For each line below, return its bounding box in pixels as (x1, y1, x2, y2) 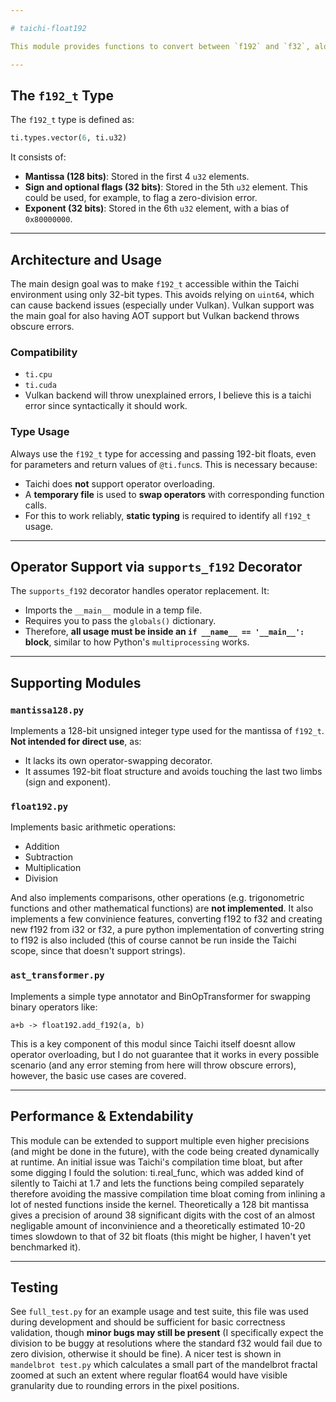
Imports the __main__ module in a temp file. (24, 604, 203, 616)
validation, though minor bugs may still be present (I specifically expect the (10, 1327, 324, 1339)
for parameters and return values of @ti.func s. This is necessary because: (10, 458, 318, 470)
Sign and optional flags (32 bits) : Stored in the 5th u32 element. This (24, 181, 308, 193)
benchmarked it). (10, 1241, 82, 1253)
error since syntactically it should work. (24, 400, 188, 412)
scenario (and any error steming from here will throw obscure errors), (10, 1059, 297, 1071)
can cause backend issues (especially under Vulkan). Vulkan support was (10, 299, 315, 311)
